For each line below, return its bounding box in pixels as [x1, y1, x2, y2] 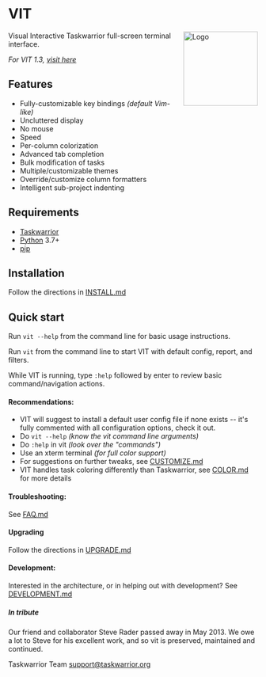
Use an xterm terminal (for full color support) [19, 448, 166, 458]
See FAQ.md [8, 509, 49, 519]
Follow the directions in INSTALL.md [8, 287, 127, 297]
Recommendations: [8, 397, 74, 406]
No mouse [19, 124, 54, 133]
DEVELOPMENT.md [8, 589, 73, 599]
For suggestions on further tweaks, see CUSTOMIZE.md [19, 457, 203, 466]
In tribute [8, 607, 40, 617]
